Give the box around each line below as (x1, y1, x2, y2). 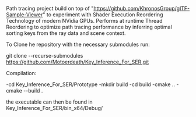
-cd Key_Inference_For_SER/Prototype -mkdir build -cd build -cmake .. (6, 81, 176, 88)
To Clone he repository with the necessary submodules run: (6, 41, 150, 48)
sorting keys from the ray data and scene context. (6, 30, 126, 37)
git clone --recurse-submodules (6, 52, 83, 59)
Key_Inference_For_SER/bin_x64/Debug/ (6, 105, 103, 111)
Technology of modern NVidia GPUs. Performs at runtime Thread (6, 17, 163, 24)
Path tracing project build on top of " (6, 5, 94, 12)
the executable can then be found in (6, 98, 93, 105)
